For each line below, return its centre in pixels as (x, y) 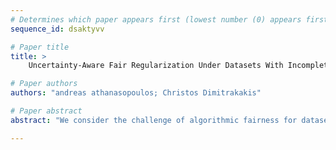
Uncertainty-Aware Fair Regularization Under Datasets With (156, 66)
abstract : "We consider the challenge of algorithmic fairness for (154, 120)
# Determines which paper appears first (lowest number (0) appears (156, 19)
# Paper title (40, 47)
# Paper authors (44, 84)
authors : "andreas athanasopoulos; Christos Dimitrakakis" (136, 93)
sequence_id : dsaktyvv (57, 29)
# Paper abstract (46, 111)
